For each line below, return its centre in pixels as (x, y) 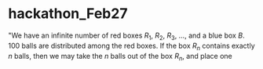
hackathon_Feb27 (68, 14)
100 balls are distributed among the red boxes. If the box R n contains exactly (131, 46)
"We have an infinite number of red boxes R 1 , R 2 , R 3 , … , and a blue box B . (126, 36)
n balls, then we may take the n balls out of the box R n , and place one (121, 57)
